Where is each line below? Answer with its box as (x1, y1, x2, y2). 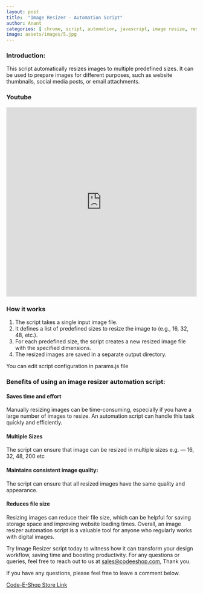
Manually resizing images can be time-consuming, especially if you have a (6, 406, 192, 414)
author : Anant (6, 20, 42, 26)
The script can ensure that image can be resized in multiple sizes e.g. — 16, (6, 446, 195, 454)
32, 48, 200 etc (6, 452, 45, 460)
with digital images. (6, 533, 55, 540)
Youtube (6, 93, 32, 102)
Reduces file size (6, 500, 50, 507)
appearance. (6, 486, 38, 493)
